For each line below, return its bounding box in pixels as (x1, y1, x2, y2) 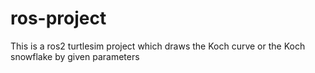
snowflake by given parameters (10, 50, 140, 62)
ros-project (10, 7, 107, 30)
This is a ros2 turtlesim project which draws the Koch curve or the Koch (10, 40, 306, 52)
